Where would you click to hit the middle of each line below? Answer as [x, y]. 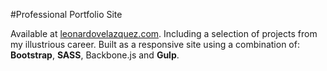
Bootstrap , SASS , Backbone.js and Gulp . [95, 55]
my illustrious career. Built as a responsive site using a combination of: [155, 44]
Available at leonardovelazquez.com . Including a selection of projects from [164, 33]
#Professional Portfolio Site [66, 14]
